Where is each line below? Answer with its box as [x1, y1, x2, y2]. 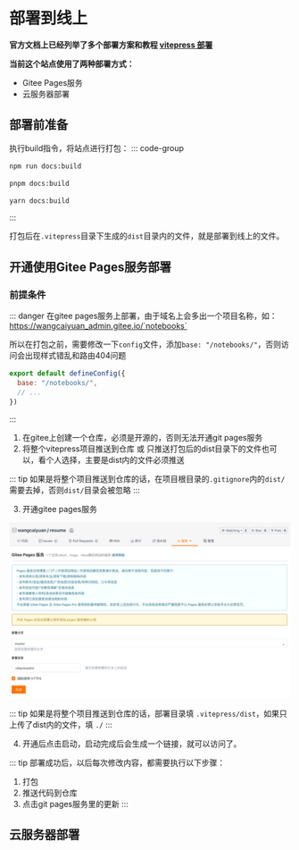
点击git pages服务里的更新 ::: [21, 798, 129, 809]
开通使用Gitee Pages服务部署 [9, 259, 172, 274]
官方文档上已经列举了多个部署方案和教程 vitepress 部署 [9, 39, 213, 50]
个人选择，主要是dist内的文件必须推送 [46, 454, 185, 465]
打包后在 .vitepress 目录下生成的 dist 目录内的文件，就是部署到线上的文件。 [9, 231, 285, 241]
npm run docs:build [9, 162, 82, 171]
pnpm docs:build [9, 179, 70, 188]
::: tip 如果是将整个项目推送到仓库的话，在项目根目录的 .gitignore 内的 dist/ [9, 473, 286, 484]
